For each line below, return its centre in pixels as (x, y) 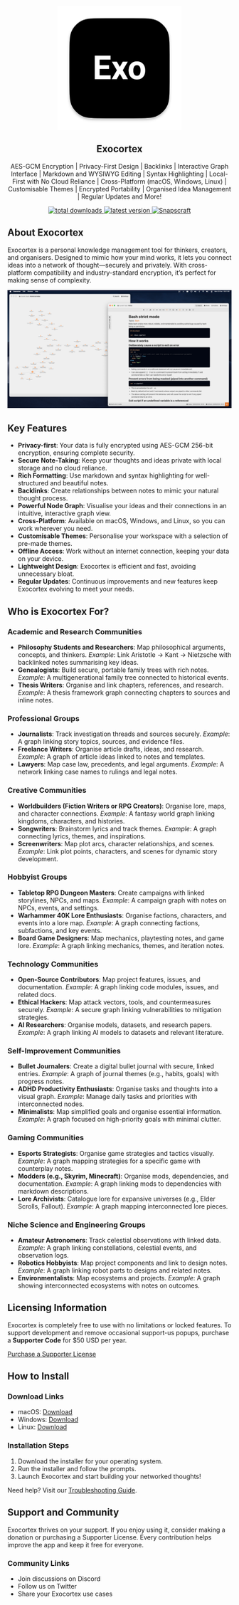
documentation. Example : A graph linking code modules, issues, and (118, 987)
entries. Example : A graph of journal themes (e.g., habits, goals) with (118, 1074)
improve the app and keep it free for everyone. (76, 1545)
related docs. (37, 995)
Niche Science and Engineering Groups (76, 1224)
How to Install (38, 1376)
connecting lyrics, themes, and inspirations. (81, 836)
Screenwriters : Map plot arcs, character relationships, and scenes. (116, 843)
